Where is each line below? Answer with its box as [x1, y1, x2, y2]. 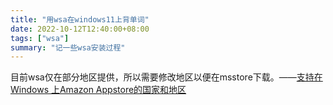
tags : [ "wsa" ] [10, 33, 70, 43]
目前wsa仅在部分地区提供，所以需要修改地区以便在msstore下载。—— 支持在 [10, 71, 323, 83]
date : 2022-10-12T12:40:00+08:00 [10, 24, 150, 34]
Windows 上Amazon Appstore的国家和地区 [10, 84, 187, 96]
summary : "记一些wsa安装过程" [10, 42, 126, 53]
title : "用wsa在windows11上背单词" [10, 14, 150, 25]
